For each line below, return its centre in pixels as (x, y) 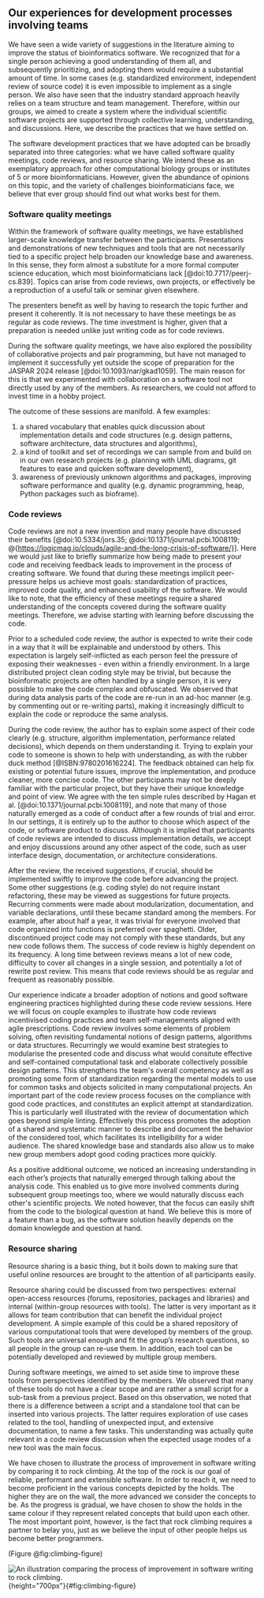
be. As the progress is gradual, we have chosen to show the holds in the (125, 1504)
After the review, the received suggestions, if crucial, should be (111, 870)
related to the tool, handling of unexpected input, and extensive (111, 1422)
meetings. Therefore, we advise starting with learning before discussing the (131, 616)
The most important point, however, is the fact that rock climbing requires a (130, 1521)
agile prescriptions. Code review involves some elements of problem (119, 1028)
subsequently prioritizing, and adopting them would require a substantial (126, 69)
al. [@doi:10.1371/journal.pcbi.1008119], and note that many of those (117, 805)
